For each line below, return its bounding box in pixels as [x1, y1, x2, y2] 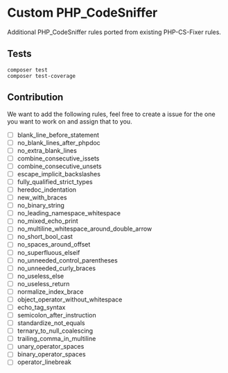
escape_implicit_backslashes [17, 169, 100, 178]
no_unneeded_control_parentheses [17, 256, 118, 265]
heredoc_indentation [17, 185, 77, 194]
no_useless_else [17, 272, 64, 280]
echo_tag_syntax [17, 303, 66, 311]
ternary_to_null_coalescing [17, 326, 94, 335]
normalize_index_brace [17, 287, 84, 296]
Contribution [7, 92, 64, 103]
